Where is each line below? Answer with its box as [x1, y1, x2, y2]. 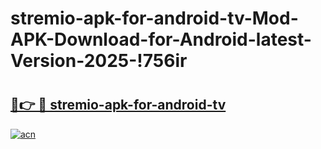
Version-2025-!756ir [10, 50, 188, 72]
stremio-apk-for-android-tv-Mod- [10, 7, 299, 30]
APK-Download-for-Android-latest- [10, 28, 312, 51]
